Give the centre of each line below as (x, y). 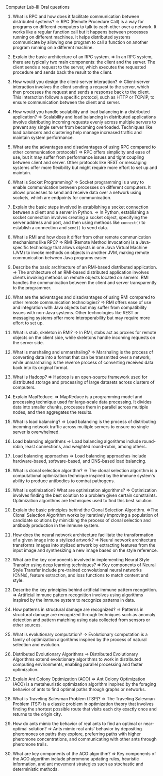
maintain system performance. (43, 137)
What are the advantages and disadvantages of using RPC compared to (84, 147)
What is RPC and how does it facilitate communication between (76, 16)
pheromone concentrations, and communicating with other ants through (84, 739)
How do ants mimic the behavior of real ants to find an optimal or (77, 724)
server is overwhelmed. (36, 432)
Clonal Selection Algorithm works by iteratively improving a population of (85, 515)
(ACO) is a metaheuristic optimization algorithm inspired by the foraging (84, 684)
